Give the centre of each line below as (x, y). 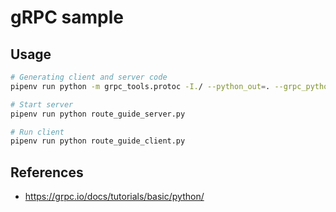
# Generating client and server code (89, 77)
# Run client (37, 132)
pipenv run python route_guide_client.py (98, 141)
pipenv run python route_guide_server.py (98, 114)
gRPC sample (67, 17)
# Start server (42, 104)
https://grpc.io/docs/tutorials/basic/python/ (114, 197)
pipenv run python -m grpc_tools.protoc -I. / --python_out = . (140, 86)
